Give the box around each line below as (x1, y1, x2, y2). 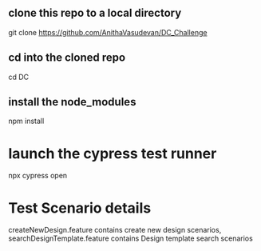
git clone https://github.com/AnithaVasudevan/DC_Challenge (8, 27, 208, 37)
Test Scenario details (8, 199, 152, 217)
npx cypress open (8, 171, 68, 181)
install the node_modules (8, 95, 136, 109)
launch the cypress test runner (8, 144, 217, 162)
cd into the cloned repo (8, 51, 126, 65)
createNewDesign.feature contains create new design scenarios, (8, 225, 222, 235)
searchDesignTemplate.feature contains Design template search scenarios (8, 233, 253, 243)
